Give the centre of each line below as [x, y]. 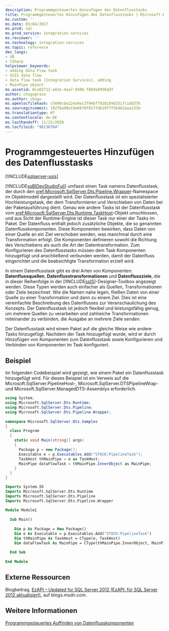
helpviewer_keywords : [28, 66]
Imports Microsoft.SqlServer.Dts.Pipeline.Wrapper [59, 501]
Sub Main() [21, 520]
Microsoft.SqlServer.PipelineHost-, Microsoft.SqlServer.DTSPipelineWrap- [82, 384]
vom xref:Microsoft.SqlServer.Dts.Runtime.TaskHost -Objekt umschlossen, [82, 213]
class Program [24, 431]
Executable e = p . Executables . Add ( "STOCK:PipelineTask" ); [80, 454]
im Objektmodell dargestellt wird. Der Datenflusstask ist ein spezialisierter [82, 197]
